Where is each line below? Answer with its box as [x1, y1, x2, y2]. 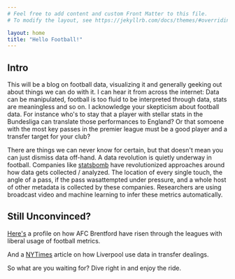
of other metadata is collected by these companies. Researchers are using [7, 183, 222, 192]
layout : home [7, 29, 45, 36]
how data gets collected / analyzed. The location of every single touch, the [7, 169, 222, 177]
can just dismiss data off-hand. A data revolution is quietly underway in [7, 153, 212, 162]
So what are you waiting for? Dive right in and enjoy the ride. [7, 264, 182, 272]
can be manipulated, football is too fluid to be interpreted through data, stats [7, 95, 227, 103]
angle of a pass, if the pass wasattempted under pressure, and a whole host [7, 176, 227, 184]
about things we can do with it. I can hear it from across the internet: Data [7, 88, 220, 96]
